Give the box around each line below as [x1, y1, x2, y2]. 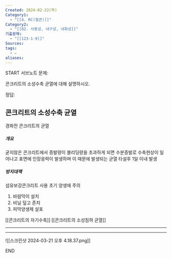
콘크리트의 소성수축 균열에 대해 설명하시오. [5, 81, 91, 87]
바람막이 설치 [12, 193, 39, 200]
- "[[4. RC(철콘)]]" [10, 17, 52, 22]
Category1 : [5, 12, 29, 17]
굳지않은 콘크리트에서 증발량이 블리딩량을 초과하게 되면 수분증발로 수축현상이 [5, 149, 159, 155]
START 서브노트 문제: [5, 70, 49, 76]
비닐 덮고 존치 [12, 200, 40, 206]
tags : [5, 46, 17, 51]
